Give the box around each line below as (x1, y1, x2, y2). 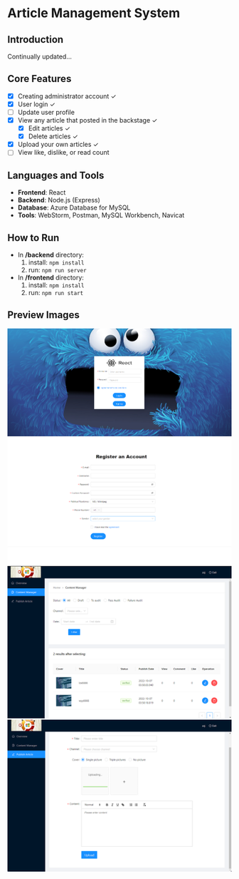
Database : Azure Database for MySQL (17, 203, 131, 212)
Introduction (7, 34, 64, 46)
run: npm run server (28, 265, 87, 274)
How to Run (7, 232, 60, 244)
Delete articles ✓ (28, 132, 78, 140)
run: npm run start (28, 288, 84, 297)
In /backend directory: (17, 250, 84, 259)
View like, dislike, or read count (17, 148, 110, 157)
